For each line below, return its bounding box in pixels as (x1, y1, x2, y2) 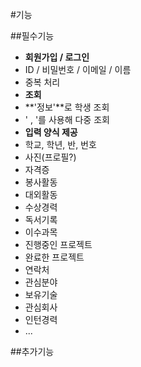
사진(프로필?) (24, 151, 77, 163)
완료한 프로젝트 (24, 251, 85, 263)
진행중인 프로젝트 (24, 239, 93, 250)
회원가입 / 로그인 (24, 51, 90, 63)
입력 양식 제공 (24, 126, 78, 138)
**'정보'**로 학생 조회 (24, 101, 110, 113)
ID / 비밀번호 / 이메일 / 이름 (24, 64, 132, 75)
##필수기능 (10, 30, 55, 42)
